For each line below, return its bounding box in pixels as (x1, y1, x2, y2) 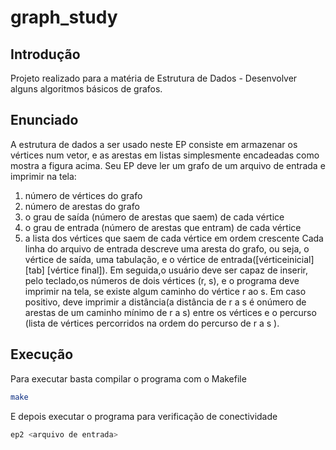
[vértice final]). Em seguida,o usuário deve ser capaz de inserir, (46, 264, 308, 276)
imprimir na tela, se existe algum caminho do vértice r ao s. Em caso (24, 285, 307, 297)
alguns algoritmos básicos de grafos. (10, 83, 163, 95)
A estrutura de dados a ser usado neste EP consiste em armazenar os (10, 138, 298, 150)
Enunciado (10, 112, 79, 129)
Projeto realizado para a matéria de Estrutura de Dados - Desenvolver (10, 72, 298, 84)
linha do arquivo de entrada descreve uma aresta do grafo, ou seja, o (24, 242, 310, 255)
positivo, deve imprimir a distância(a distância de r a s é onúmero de (24, 296, 307, 308)
